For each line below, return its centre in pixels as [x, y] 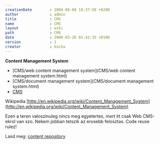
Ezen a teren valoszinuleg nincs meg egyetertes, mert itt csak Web [74, 116]
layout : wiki [34, 28]
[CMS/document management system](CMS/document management [83, 81]
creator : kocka [35, 47]
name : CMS [33, 24]
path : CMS [33, 33]
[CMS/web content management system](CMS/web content [74, 71]
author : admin [35, 14]
